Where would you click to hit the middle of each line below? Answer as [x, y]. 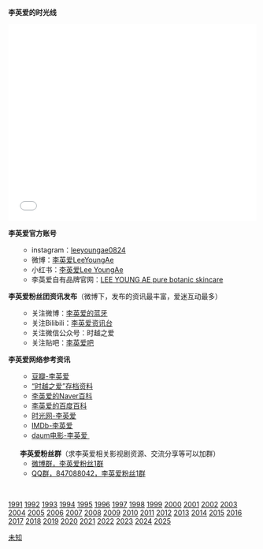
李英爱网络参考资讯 [39, 359]
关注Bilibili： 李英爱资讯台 [72, 323]
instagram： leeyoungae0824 [78, 250]
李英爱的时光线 [32, 12]
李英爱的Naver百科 [62, 396]
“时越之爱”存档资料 [62, 386]
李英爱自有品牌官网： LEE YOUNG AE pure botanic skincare [127, 280]
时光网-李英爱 [54, 416]
